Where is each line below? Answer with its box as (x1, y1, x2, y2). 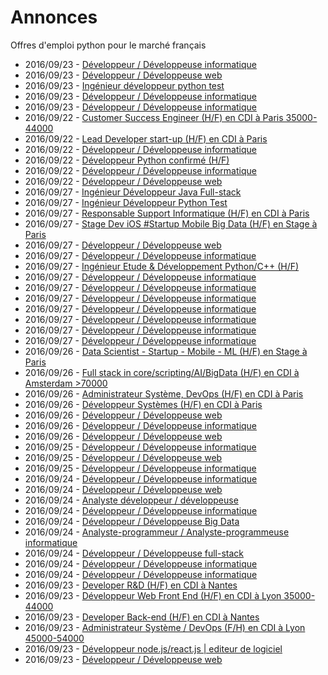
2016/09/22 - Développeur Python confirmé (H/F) (24, 154, 230, 166)
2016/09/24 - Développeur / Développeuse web (24, 483, 223, 495)
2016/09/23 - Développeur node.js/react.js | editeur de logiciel (24, 642, 283, 655)
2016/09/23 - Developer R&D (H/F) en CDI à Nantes (24, 579, 238, 591)
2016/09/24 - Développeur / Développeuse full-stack (24, 547, 245, 559)
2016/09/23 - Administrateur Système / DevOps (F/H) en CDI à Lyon (24, 621, 306, 633)
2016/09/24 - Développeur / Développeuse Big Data (24, 515, 240, 527)
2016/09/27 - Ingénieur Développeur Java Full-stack (24, 186, 242, 198)
